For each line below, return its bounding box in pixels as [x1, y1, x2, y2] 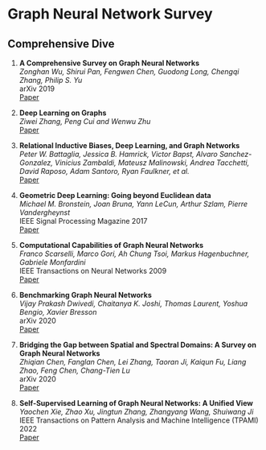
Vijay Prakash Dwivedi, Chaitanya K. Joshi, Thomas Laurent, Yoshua [18, 299, 248, 308]
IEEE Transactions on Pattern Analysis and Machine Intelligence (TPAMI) [18, 415, 259, 425]
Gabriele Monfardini [18, 258, 86, 266]
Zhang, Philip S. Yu [18, 76, 83, 85]
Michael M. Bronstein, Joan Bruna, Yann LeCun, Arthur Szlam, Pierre [18, 199, 248, 208]
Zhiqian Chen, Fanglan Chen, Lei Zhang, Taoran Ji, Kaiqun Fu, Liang [18, 357, 247, 366]
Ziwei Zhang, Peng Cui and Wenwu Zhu [18, 117, 151, 126]
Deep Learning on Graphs [18, 108, 107, 118]
